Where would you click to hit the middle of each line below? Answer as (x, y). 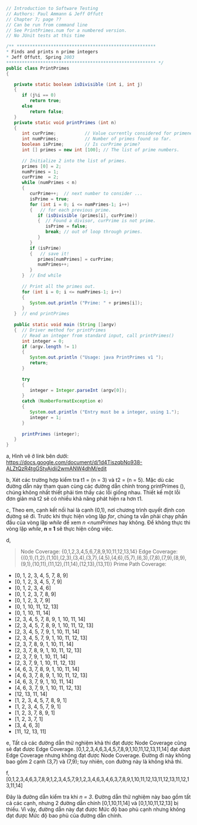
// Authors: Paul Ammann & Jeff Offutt (55, 14)
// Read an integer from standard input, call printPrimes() (98, 336)
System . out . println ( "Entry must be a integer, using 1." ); (105, 412)
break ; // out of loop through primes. (94, 232)
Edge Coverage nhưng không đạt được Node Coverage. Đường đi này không (98, 756)
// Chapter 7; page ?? (34, 19)
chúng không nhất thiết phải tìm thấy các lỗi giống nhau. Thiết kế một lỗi (93, 492)
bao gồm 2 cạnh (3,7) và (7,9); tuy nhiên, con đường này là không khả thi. (94, 762)
